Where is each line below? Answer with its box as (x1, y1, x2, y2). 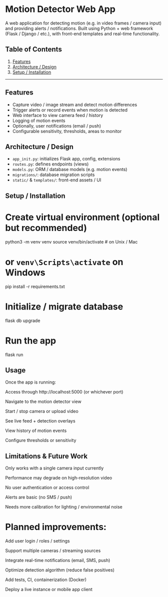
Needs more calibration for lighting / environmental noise (5, 504, 122, 510)
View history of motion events (5, 427, 67, 433)
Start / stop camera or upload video (5, 408, 78, 414)
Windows (5, 266, 45, 278)
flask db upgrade (5, 317, 40, 323)
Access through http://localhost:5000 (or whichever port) (5, 389, 123, 395)
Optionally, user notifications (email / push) (12, 122, 101, 128)
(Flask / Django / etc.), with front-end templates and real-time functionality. (5, 30, 160, 36)
